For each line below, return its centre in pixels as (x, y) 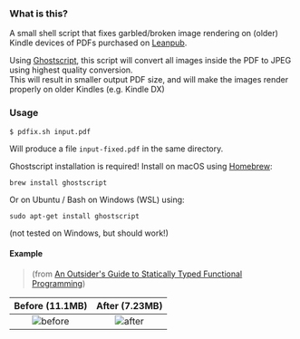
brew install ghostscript (58, 183)
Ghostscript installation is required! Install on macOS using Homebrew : (141, 166)
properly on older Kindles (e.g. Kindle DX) (87, 90)
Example (26, 254)
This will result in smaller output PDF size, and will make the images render (149, 80)
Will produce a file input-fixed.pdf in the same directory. (116, 149)
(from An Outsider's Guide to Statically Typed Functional (137, 274)
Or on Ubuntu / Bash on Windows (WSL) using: (97, 199)
